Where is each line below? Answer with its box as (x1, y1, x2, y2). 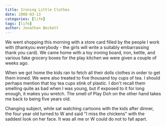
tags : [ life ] (5, 21, 32, 26)
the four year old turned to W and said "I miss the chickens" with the (5, 111, 145, 117)
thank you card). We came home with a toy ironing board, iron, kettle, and (5, 50, 155, 56)
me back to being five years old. (5, 96, 71, 102)
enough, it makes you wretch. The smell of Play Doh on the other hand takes (5, 91, 161, 97)
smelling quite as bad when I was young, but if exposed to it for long (5, 85, 145, 91)
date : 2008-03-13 (5, 12, 41, 17)
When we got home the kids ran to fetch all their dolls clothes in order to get (5, 70, 161, 76)
